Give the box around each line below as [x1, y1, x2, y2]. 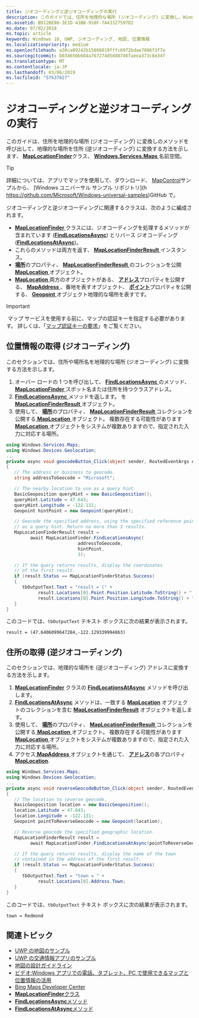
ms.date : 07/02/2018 [6, 25, 57, 31]
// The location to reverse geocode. [14, 796, 108, 802]
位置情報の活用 [14, 976, 52, 984]
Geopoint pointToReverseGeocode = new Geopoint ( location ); [14, 819, 163, 825]
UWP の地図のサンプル [14, 947, 70, 955]
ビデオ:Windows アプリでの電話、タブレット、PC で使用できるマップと [14, 969, 189, 976]
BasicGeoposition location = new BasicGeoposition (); [14, 802, 150, 808]
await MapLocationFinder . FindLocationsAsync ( [30, 535, 145, 541]
